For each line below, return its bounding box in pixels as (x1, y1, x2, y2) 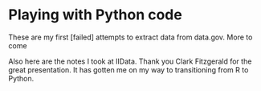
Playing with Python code (8, 6, 182, 24)
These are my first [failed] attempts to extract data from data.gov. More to (8, 32, 253, 42)
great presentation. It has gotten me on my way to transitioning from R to (8, 64, 249, 74)
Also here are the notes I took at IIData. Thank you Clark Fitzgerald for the (8, 56, 252, 66)
